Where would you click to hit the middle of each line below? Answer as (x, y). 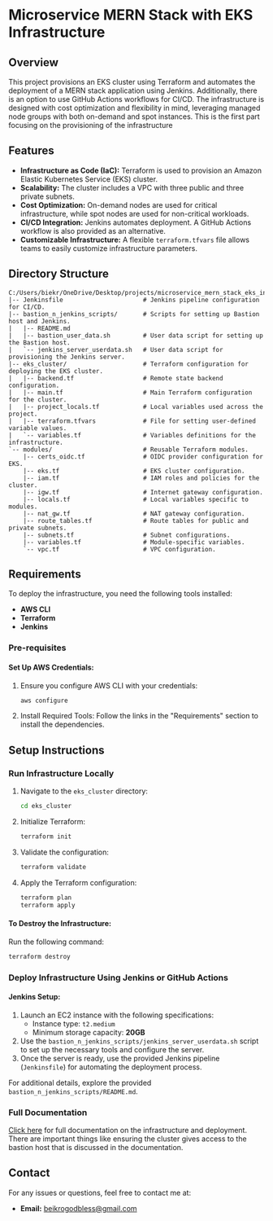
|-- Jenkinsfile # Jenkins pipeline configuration (134, 300)
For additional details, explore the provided (80, 1083)
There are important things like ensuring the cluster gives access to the (128, 1139)
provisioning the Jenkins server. (67, 357)
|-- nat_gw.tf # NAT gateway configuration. (134, 514)
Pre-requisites (37, 648)
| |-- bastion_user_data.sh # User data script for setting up (136, 336)
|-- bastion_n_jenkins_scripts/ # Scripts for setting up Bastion (134, 314)
